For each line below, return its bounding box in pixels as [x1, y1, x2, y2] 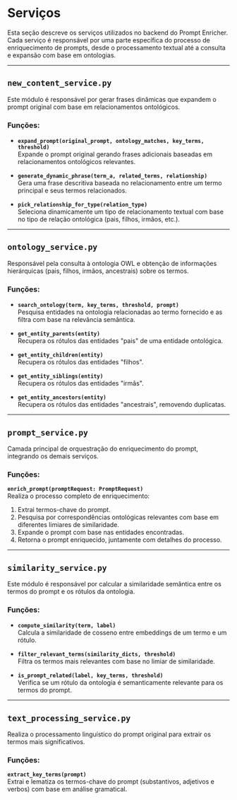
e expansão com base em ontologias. [7, 51, 116, 59]
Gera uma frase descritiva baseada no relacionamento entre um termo [17, 179, 222, 187]
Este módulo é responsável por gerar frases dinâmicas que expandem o [7, 95, 217, 103]
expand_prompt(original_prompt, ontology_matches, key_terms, [17, 138, 205, 145]
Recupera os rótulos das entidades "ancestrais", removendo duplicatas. [17, 400, 226, 409]
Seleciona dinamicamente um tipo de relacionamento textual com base [17, 207, 224, 216]
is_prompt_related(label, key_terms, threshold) [17, 672, 164, 680]
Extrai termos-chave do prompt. [17, 506, 111, 514]
